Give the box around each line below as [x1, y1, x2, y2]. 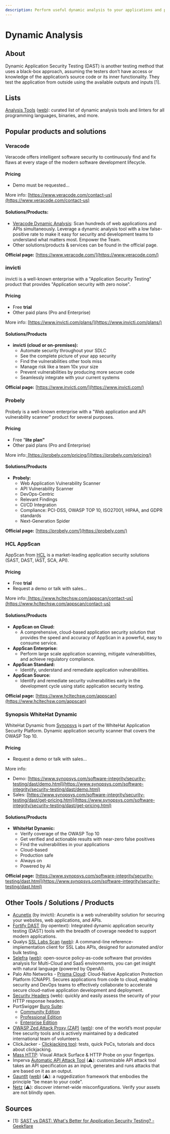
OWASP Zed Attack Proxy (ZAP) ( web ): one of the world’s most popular [12, 1025, 161, 1031]
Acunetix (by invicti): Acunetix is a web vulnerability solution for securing [12, 912, 165, 918]
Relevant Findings [20, 496, 58, 502]
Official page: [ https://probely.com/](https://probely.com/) [5, 528, 127, 534]
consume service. [20, 640, 58, 646]
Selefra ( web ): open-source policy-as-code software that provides [12, 955, 152, 961]
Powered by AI [20, 863, 51, 869]
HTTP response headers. [12, 998, 65, 1004]
